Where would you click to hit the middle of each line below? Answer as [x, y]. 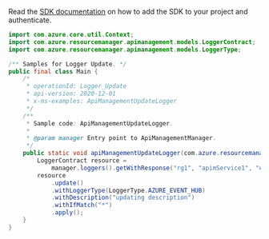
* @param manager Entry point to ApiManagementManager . [121, 138]
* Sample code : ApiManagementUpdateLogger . [100, 123]
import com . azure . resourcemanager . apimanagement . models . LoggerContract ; [132, 42]
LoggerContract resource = [82, 161]
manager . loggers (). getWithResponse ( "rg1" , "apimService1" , [151, 168]
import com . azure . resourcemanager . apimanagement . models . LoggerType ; [125, 50]
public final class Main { [53, 71]
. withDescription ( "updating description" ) [123, 198]
